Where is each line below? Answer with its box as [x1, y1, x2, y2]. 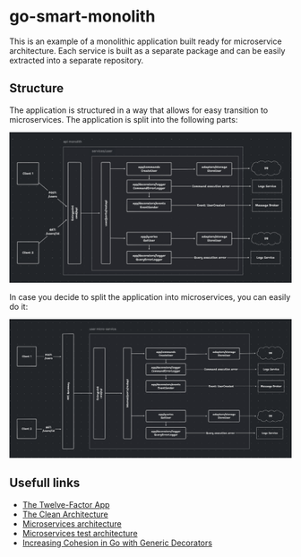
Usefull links [9, 476, 81, 491]
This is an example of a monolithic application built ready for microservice [9, 36, 282, 47]
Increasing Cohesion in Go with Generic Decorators [21, 537, 213, 548]
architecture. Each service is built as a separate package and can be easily [9, 45, 286, 56]
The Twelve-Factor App [21, 499, 110, 510]
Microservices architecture [21, 518, 123, 529]
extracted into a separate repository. [9, 55, 144, 65]
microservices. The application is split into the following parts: [9, 114, 238, 124]
